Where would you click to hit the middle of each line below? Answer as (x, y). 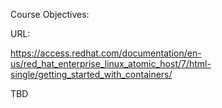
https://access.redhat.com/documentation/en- (106, 53)
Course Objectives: (50, 14)
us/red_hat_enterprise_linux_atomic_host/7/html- (111, 63)
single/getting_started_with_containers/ (91, 74)
